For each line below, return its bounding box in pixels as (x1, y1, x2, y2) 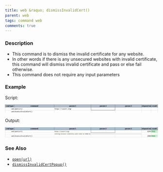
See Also (5, 145, 27, 152)
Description (5, 40, 33, 47)
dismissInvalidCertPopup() (12, 162, 67, 167)
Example (5, 84, 26, 90)
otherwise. (12, 66, 34, 72)
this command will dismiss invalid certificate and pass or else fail (12, 61, 142, 67)
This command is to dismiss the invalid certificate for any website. (12, 51, 145, 57)
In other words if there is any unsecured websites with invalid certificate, (12, 56, 158, 62)
